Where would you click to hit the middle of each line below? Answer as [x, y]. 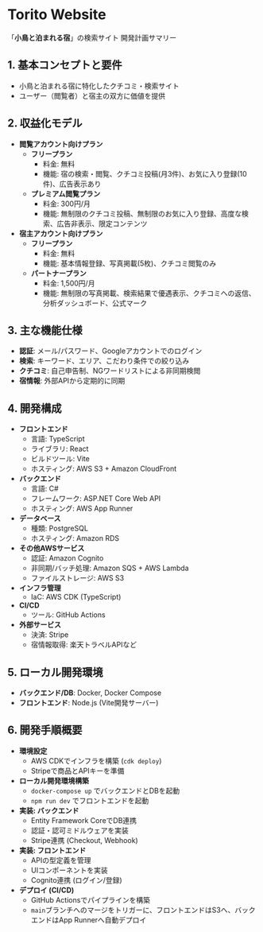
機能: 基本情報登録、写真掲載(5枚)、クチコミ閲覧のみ [129, 263]
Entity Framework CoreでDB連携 [83, 820]
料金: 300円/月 [66, 204]
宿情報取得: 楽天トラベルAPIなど [83, 645]
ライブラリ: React [60, 449]
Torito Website [57, 15]
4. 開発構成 [35, 408]
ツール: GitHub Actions [68, 615]
